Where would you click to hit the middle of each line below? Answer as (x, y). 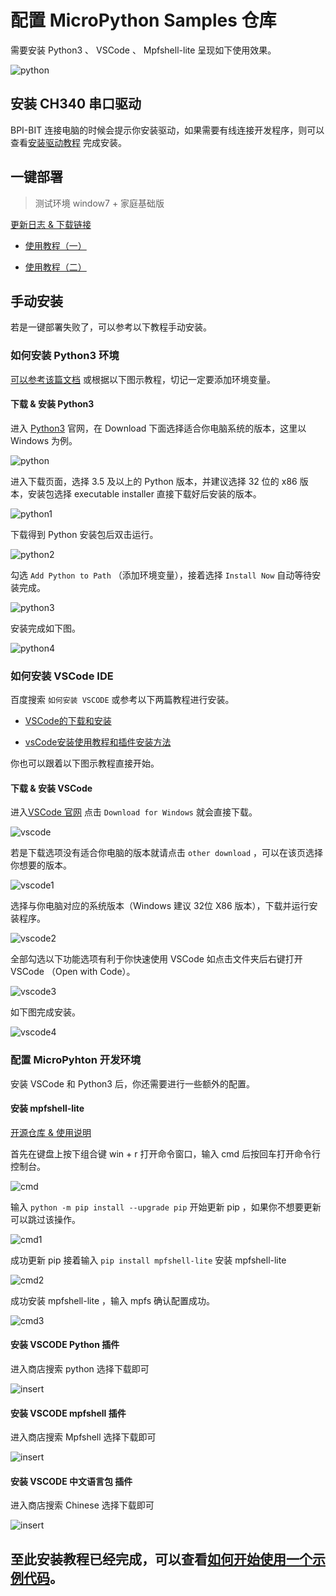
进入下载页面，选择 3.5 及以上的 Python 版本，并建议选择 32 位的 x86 (154, 481)
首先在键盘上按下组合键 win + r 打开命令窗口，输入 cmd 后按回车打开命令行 (166, 1153)
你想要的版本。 (41, 865)
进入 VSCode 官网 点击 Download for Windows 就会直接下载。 (134, 812)
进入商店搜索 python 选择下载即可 (80, 1369)
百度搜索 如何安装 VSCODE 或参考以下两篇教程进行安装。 (122, 700)
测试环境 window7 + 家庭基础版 (99, 203)
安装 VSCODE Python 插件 (65, 1345)
